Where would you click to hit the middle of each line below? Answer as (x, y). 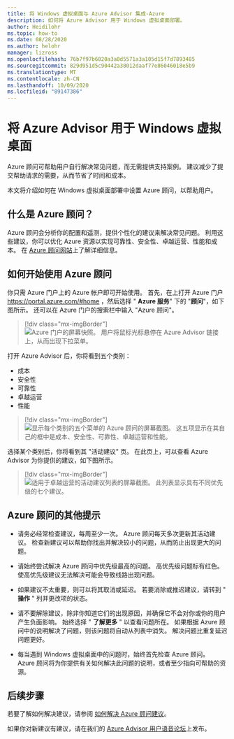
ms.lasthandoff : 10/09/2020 (48, 85)
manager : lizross (32, 53)
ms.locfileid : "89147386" (45, 92)
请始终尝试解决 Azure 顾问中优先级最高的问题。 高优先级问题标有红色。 (120, 566)
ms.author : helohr (34, 46)
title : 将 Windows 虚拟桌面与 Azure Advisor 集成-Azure (86, 14)
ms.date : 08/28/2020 (37, 40)
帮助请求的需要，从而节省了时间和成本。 (71, 175)
